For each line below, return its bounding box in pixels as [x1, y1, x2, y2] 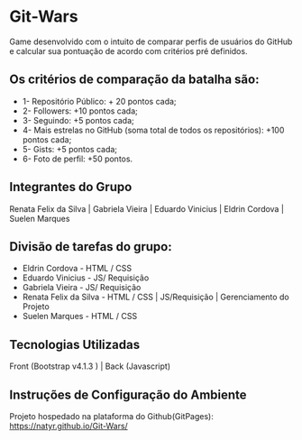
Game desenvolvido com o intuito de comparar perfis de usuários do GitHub [9, 36, 293, 47]
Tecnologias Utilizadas [9, 336, 141, 353]
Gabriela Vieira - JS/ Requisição [22, 282, 142, 293]
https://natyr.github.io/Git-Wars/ [9, 421, 128, 431]
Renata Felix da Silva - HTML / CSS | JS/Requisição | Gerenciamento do [22, 291, 290, 303]
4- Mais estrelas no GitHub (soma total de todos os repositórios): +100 [22, 124, 285, 135]
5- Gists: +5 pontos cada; [22, 143, 118, 154]
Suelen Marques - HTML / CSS [22, 311, 138, 322]
